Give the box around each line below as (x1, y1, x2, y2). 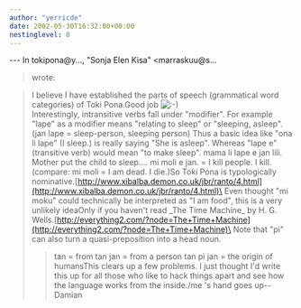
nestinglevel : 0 (9, 30, 70, 39)
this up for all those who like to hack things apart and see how (53, 270, 285, 281)
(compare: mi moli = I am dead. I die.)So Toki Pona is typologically (31, 166, 278, 177)
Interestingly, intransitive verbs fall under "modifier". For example (31, 109, 273, 120)
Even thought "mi (223, 186, 288, 197)
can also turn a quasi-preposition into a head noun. (31, 234, 222, 245)
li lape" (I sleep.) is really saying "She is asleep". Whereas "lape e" (31, 137, 278, 149)
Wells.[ (31, 214, 58, 226)
